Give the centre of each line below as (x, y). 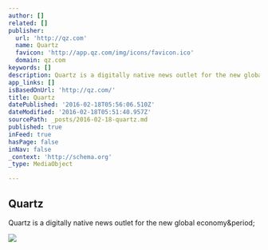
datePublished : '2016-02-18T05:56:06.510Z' (82, 105)
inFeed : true (30, 134)
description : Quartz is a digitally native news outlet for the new (124, 75)
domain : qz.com (41, 61)
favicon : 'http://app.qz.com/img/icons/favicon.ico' (105, 53)
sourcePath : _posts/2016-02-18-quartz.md (78, 120)
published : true (35, 127)
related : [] (28, 23)
